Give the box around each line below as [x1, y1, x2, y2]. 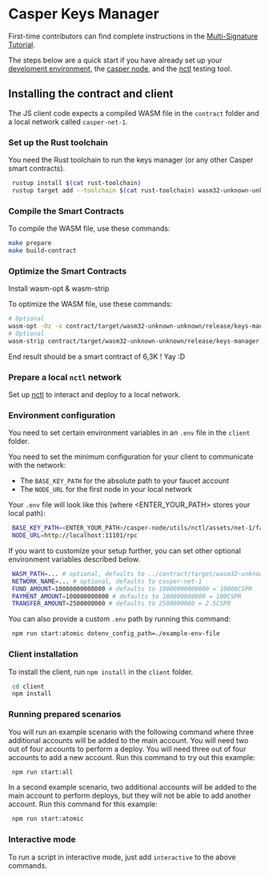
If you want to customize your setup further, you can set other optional [8, 545, 242, 555]
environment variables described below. [8, 554, 141, 564]
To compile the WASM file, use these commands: [8, 223, 171, 233]
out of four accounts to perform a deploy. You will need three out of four [8, 744, 247, 754]
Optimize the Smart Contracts [8, 265, 127, 276]
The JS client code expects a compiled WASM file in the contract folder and [8, 108, 259, 118]
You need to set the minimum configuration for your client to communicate [8, 452, 254, 461]
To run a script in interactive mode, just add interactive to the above [8, 852, 236, 862]
